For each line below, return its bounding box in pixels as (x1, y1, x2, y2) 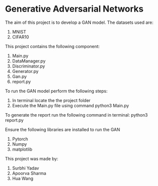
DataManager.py (12, 58, 46, 64)
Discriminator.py (12, 63, 45, 69)
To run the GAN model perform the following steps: (5, 88, 108, 94)
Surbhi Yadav (12, 165, 39, 171)
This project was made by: (5, 155, 59, 161)
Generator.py (12, 68, 39, 74)
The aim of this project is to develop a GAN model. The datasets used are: (5, 19, 154, 25)
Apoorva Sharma (12, 170, 46, 176)
